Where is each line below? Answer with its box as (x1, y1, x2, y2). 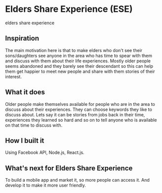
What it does (5, 88, 45, 96)
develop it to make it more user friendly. (5, 182, 86, 189)
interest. (5, 73, 22, 80)
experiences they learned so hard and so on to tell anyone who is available (5, 117, 157, 123)
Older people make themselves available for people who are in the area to (5, 101, 156, 107)
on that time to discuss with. (5, 122, 63, 128)
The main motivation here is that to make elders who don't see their (5, 47, 143, 53)
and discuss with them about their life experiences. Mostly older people (5, 58, 151, 64)
